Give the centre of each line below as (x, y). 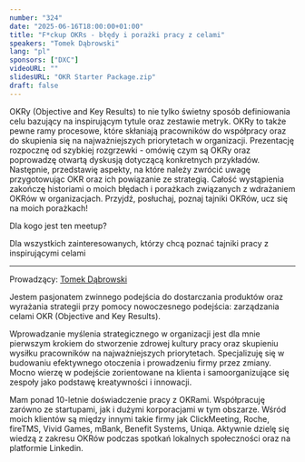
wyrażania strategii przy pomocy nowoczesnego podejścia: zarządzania (144, 306)
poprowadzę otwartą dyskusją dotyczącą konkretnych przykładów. (135, 159)
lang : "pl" (30, 52)
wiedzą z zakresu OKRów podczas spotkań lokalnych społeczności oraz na (150, 438)
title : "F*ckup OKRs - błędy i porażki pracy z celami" (117, 35)
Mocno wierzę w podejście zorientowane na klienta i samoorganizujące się (149, 372)
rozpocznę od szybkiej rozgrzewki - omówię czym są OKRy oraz (130, 150)
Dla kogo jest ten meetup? (58, 226)
